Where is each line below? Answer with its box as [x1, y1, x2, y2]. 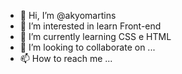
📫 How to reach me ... [19, 53, 113, 64]
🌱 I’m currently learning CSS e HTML [19, 31, 172, 42]
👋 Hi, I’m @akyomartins [19, 10, 117, 21]
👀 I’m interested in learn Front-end [19, 20, 162, 32]
